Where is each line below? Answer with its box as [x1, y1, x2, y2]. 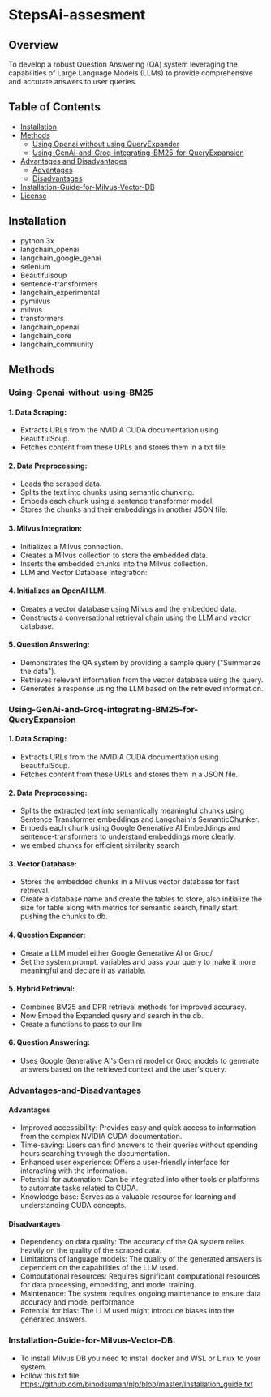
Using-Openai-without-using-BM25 [8, 387, 153, 398]
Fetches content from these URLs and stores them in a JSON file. [19, 769, 239, 780]
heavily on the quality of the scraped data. [19, 1245, 162, 1255]
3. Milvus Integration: [8, 523, 83, 533]
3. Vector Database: [8, 858, 77, 869]
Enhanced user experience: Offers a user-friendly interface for [19, 1158, 230, 1167]
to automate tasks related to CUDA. [19, 1183, 139, 1193]
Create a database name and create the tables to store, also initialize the [19, 894, 262, 904]
